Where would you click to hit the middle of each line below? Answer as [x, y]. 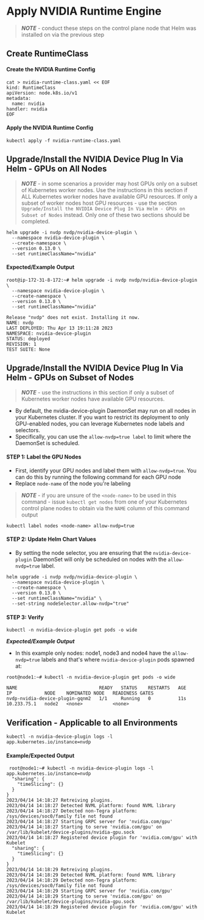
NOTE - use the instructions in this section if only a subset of [98, 392]
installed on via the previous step [63, 34]
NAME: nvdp [20, 323]
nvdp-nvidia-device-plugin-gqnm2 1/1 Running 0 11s [97, 699]
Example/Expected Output [40, 755]
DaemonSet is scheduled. [47, 443]
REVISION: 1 [21, 344]
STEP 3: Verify [25, 617]
